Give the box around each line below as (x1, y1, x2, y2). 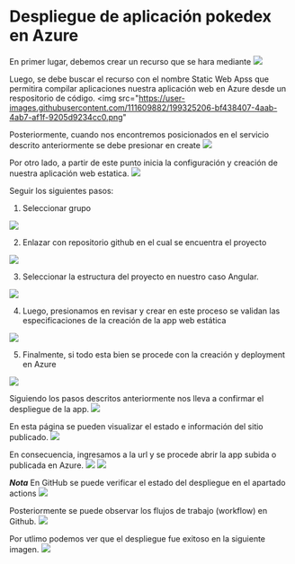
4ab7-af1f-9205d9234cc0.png (9, 111, 123, 122)
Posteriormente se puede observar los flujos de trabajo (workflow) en (9, 505, 268, 516)
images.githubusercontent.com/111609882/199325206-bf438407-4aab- (9, 101, 278, 113)
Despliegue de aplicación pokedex (9, 6, 272, 27)
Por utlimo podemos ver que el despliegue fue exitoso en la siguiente (9, 533, 266, 544)
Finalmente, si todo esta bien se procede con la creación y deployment (22, 348, 286, 360)
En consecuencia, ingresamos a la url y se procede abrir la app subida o (9, 449, 277, 460)
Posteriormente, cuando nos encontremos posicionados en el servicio (9, 128, 270, 140)
